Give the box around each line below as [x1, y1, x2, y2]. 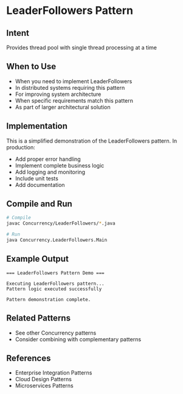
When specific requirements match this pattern [15, 97, 134, 104]
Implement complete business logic [15, 161, 105, 169]
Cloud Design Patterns [15, 376, 72, 383]
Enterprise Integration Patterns [15, 369, 92, 376]
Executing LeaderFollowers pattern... [6, 280, 105, 287]
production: [6, 143, 35, 151]
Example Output [6, 254, 69, 264]
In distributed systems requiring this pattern [15, 84, 125, 91]
